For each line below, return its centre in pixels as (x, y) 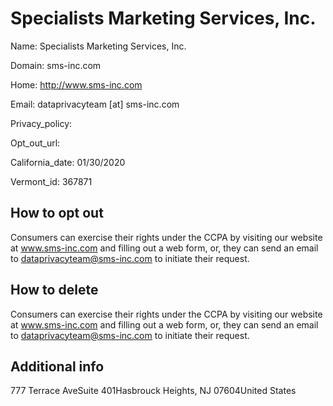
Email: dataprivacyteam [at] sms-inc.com (95, 104)
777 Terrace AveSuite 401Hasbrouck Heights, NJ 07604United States (153, 391)
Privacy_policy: (41, 123)
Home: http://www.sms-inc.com (76, 84)
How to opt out (57, 213)
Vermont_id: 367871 (51, 181)
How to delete (54, 290)
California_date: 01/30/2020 (68, 162)
